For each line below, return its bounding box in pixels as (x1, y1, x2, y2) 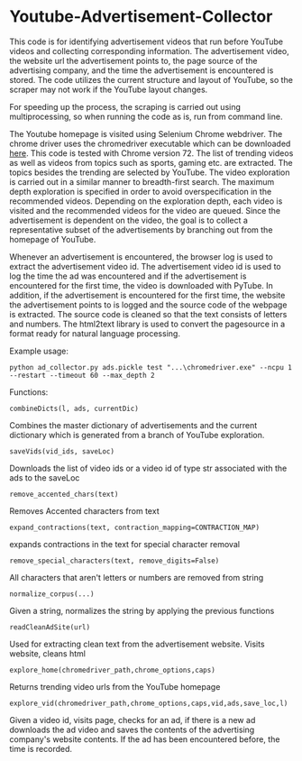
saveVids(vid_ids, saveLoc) (9, 446, 115, 456)
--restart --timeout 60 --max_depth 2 (9, 371, 155, 380)
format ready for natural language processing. (9, 327, 180, 339)
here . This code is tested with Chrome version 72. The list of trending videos (9, 147, 294, 159)
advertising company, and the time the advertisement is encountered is (9, 65, 274, 76)
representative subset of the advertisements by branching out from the (9, 224, 273, 235)
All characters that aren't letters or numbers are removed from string (9, 572, 264, 582)
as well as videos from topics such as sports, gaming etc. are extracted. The (9, 157, 293, 168)
